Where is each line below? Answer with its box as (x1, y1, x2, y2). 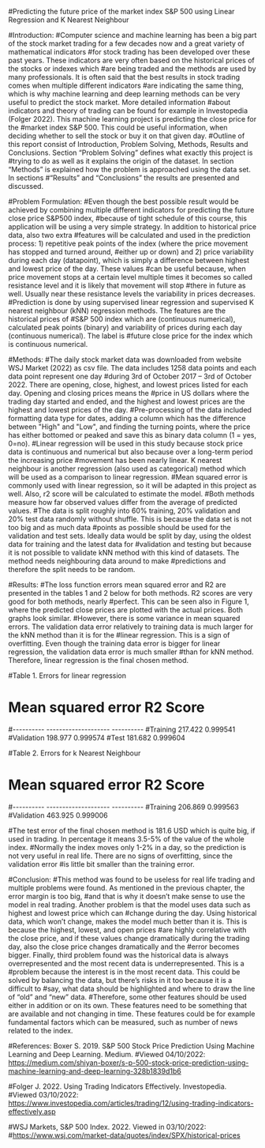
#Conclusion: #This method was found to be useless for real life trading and (8, 875, 256, 884)
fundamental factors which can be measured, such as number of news (8, 1017, 238, 1026)
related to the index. (8, 1026, 73, 1035)
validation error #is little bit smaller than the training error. (8, 859, 195, 868)
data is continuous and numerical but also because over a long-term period (8, 447, 254, 457)
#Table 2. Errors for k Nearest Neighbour (8, 748, 141, 758)
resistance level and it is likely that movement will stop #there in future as (8, 280, 246, 290)
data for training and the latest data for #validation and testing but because (8, 540, 252, 548)
